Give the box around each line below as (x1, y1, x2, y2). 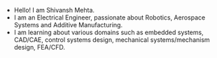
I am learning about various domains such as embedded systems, (13, 28, 204, 36)
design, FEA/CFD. (13, 43, 65, 51)
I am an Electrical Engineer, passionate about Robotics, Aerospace (13, 13, 206, 22)
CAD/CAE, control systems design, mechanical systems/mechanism (13, 36, 210, 44)
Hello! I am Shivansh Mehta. (13, 6, 95, 14)
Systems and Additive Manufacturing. (13, 21, 123, 29)
